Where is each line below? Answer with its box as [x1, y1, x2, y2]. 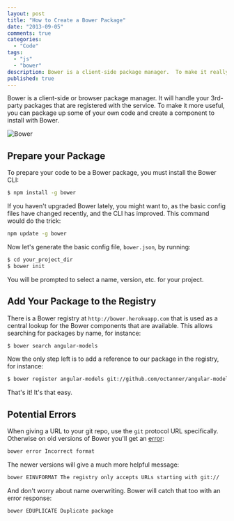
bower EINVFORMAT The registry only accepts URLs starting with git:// [7, 474, 219, 481]
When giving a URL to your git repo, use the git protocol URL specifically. [7, 427, 219, 435]
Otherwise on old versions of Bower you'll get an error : [7, 435, 165, 443]
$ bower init [7, 263, 45, 270]
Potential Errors [7, 408, 77, 420]
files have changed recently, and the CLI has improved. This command [7, 210, 210, 218]
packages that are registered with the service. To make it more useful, [24, 102, 225, 110]
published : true [7, 75, 54, 82]
